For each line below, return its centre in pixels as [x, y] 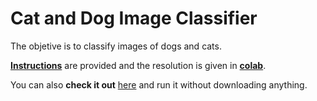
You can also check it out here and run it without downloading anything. [159, 84]
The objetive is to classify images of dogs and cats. [116, 46]
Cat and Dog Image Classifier [134, 18]
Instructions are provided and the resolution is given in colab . [138, 65]
